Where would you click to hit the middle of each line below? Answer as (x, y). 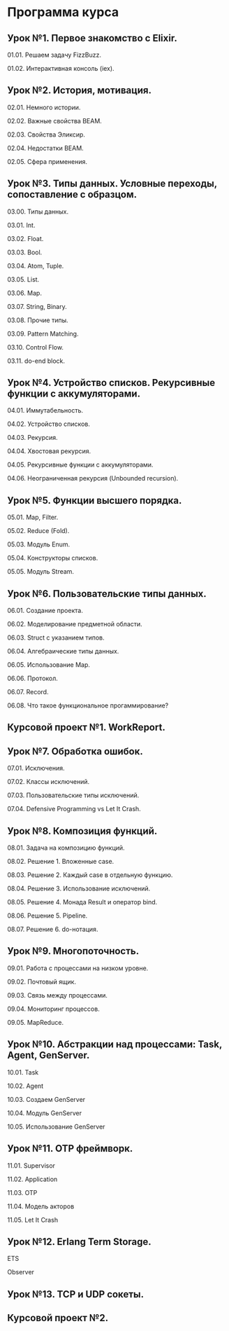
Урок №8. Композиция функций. (82, 831)
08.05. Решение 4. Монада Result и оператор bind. (82, 902)
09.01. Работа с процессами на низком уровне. (78, 968)
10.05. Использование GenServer (56, 1126)
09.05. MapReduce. (36, 1022)
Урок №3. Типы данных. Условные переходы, (112, 184)
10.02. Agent (25, 1086)
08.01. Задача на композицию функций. (66, 848)
